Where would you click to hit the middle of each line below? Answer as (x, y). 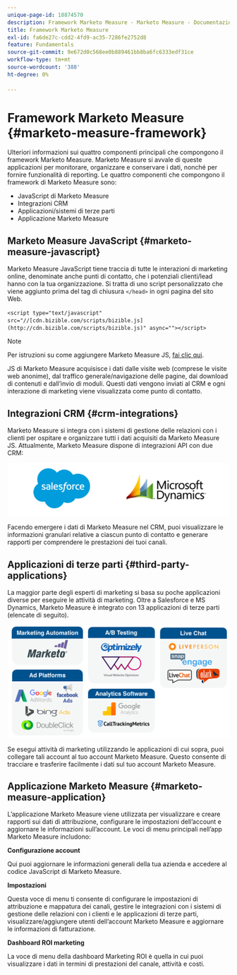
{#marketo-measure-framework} (107, 132)
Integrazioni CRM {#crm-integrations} (93, 413)
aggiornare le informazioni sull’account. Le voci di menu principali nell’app (115, 829)
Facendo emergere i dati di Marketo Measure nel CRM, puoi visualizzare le (115, 527)
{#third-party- (157, 564)
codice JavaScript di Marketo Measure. (65, 872)
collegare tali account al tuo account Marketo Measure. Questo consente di (117, 757)
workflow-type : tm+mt (39, 60)
